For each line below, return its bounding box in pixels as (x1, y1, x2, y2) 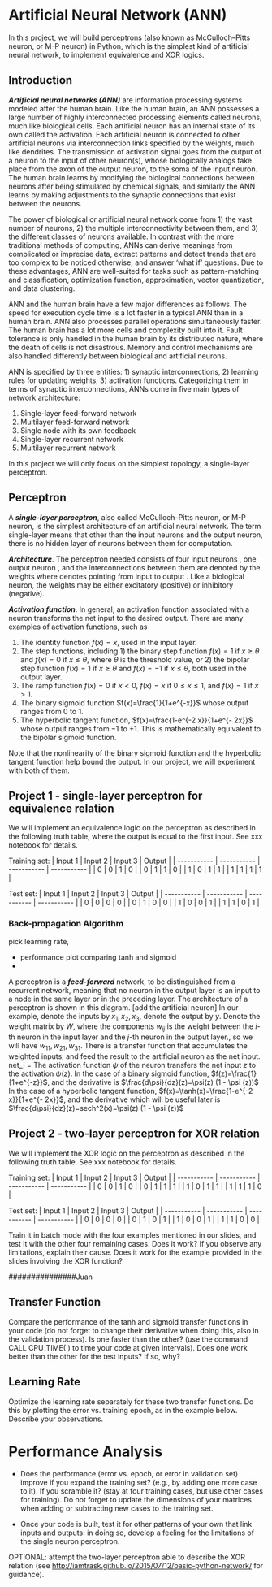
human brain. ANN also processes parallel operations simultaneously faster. (8, 316, 262, 326)
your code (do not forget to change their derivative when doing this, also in (8, 1325, 259, 1335)
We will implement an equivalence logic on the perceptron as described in (8, 823, 256, 833)
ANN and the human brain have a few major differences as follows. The (8, 299, 248, 309)
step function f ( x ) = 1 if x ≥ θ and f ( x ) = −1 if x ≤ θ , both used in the (19, 663, 247, 673)
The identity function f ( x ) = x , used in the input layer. (19, 637, 197, 647)
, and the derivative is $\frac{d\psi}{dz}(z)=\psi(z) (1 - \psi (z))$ (47, 1078, 260, 1087)
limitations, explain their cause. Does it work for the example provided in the (8, 1247, 262, 1257)
